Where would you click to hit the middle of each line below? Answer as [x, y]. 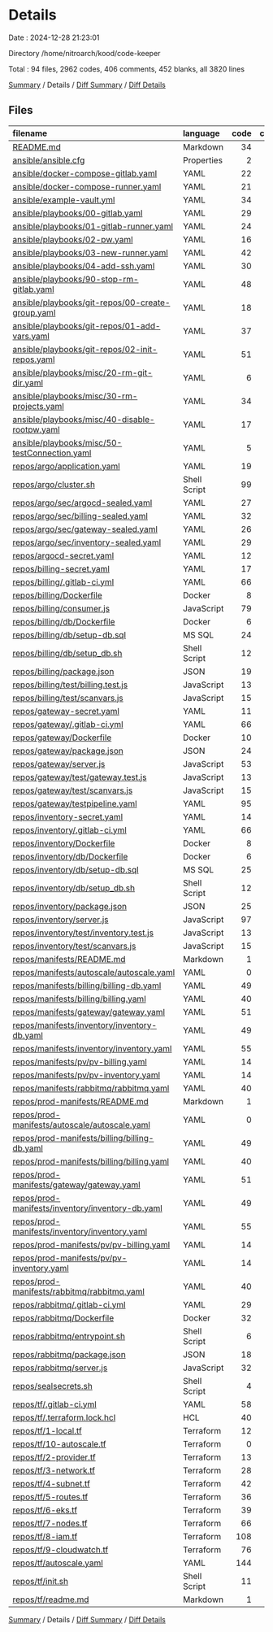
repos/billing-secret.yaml [61, 568]
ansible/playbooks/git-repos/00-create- [91, 302]
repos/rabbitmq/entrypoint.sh [69, 1336]
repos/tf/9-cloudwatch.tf [61, 1549]
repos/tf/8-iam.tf [45, 1536]
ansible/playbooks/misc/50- [67, 442]
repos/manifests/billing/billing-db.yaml [87, 986]
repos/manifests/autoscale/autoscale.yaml [94, 972]
